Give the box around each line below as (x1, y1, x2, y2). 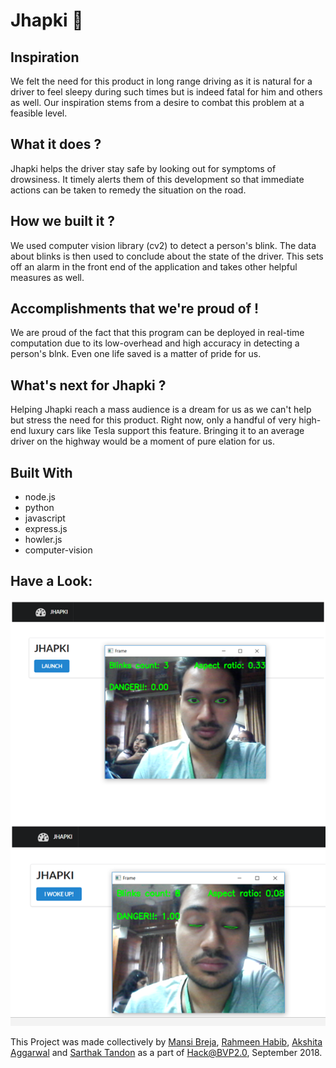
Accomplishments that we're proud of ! (10, 300, 260, 318)
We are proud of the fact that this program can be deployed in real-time (10, 327, 305, 339)
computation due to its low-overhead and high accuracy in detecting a (10, 337, 300, 349)
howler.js (24, 534, 63, 546)
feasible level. (10, 107, 68, 119)
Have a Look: (10, 573, 93, 590)
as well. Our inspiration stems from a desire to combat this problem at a (10, 97, 305, 108)
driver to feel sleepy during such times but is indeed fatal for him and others (10, 86, 323, 98)
